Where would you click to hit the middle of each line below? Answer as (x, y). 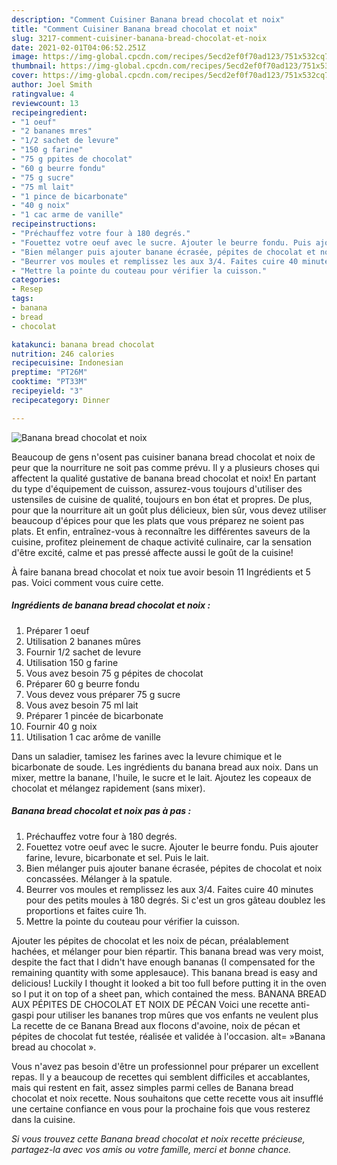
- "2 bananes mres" (52, 131)
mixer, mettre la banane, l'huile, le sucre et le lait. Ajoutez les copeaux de (161, 777)
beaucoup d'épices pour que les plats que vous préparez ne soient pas (158, 520)
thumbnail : (34, 66)
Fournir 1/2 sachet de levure (83, 652)
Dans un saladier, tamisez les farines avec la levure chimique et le (147, 756)
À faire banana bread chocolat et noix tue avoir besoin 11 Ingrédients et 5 (161, 572)
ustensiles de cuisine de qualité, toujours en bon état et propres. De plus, (162, 499)
